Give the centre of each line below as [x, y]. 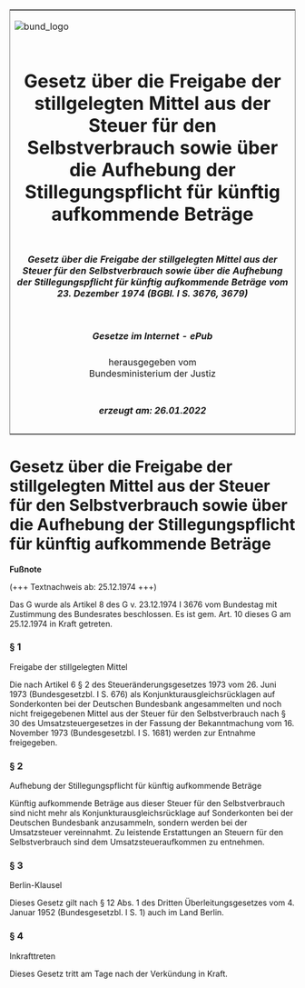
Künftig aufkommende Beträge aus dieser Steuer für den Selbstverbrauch [148, 803]
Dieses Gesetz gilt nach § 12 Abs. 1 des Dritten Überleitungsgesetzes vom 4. [152, 903]
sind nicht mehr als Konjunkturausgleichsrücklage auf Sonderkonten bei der [151, 813]
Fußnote [26, 569]
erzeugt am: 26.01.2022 [152, 410]
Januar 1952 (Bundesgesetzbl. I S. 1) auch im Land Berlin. [117, 913]
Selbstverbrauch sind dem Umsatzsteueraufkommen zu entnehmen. [137, 842]
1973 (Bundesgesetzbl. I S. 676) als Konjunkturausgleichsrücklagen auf [142, 694]
